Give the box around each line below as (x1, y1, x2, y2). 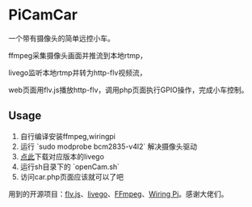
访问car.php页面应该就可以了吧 (19, 171, 124, 181)
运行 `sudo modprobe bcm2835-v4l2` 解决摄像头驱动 (19, 142, 198, 151)
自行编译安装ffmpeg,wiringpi (19, 131, 115, 141)
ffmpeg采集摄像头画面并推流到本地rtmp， (8, 50, 148, 60)
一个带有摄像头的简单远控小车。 (8, 33, 115, 43)
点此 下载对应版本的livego (19, 151, 105, 161)
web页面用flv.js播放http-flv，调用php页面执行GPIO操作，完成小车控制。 (8, 85, 249, 95)
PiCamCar (8, 6, 78, 24)
